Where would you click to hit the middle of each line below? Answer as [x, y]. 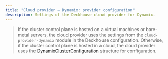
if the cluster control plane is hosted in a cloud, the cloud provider [87, 45]
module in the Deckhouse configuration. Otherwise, [109, 40]
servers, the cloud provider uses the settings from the [87, 35]
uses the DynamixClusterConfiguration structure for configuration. [87, 51]
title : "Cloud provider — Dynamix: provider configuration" [70, 10]
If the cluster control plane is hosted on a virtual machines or [81, 29]
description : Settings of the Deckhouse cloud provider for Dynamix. [80, 15]
